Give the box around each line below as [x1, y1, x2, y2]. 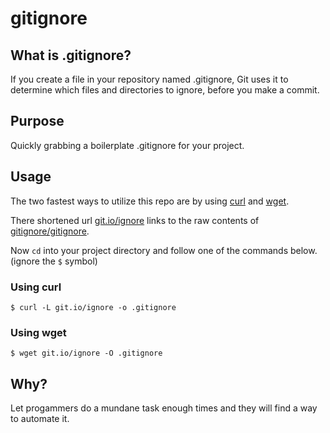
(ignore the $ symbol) [10, 255, 98, 267]
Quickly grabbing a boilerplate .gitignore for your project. [10, 139, 245, 151]
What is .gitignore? [10, 47, 132, 64]
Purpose [10, 113, 65, 130]
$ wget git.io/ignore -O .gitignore [10, 348, 163, 359]
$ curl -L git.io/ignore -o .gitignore [10, 302, 177, 312]
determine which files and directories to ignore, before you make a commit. [10, 84, 320, 96]
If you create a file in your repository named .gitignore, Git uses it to [10, 73, 289, 85]
